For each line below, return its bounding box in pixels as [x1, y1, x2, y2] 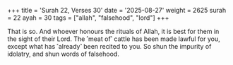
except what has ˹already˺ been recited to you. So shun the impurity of [7, 42, 212, 50]
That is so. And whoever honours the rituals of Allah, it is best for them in [7, 28, 220, 35]
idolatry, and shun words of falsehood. [7, 49, 120, 58]
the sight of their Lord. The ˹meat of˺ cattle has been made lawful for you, [7, 35, 220, 43]
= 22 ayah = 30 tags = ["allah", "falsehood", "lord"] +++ [7, 13, 169, 22]
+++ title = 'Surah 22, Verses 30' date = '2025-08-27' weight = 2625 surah [7, 6, 227, 14]
